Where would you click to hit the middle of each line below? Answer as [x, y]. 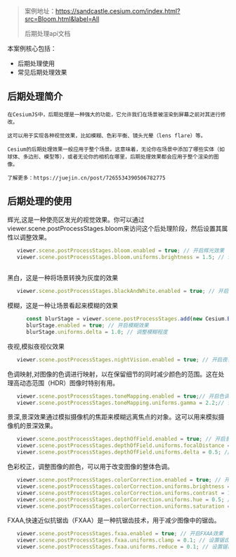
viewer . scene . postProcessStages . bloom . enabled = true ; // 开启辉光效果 [120, 250]
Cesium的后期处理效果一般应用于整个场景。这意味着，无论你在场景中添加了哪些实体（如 [116, 149]
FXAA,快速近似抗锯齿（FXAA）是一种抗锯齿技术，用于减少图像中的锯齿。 [114, 520]
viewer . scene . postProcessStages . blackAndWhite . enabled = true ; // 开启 [123, 292]
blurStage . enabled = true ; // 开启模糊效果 [87, 325]
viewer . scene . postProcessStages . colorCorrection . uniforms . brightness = [124, 486]
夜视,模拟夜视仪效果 [36, 346]
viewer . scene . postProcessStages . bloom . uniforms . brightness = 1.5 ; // [120, 257]
